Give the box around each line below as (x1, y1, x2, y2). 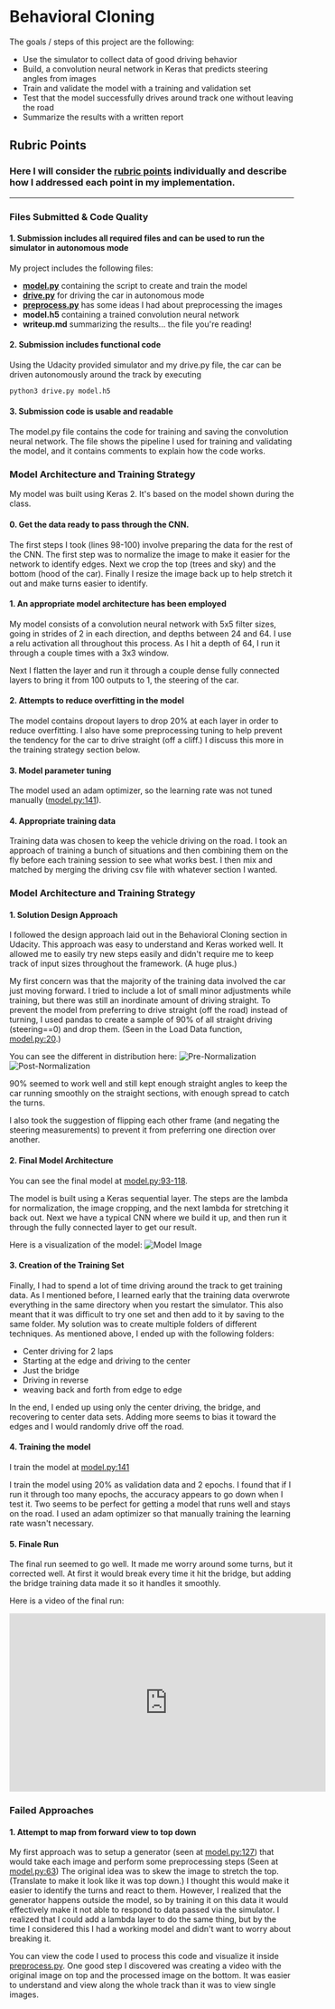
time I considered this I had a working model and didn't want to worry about (9, 1924, 292, 1935)
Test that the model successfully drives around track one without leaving (22, 92, 293, 103)
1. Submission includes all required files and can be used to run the (9, 233, 265, 244)
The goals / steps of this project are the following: (9, 36, 194, 47)
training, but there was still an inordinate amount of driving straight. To (9, 995, 271, 1006)
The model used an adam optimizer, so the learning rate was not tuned (9, 785, 273, 796)
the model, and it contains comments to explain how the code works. (9, 445, 266, 456)
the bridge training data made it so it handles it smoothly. (9, 1578, 221, 1589)
